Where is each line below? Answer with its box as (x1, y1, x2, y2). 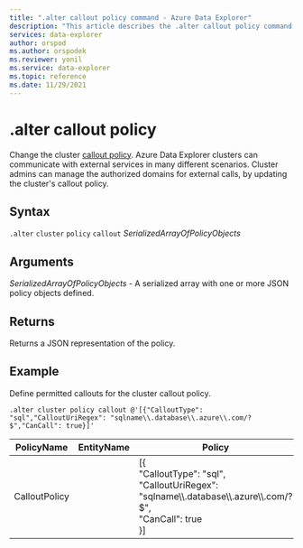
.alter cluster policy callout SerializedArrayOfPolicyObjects (9, 228, 241, 239)
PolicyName (14, 441, 69, 453)
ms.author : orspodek (9, 47, 87, 56)
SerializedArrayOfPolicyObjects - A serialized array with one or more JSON (9, 278, 289, 289)
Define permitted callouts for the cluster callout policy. (9, 387, 211, 398)
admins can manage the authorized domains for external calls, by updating (9, 168, 288, 179)
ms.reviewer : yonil (9, 55, 83, 64)
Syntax (9, 204, 50, 219)
